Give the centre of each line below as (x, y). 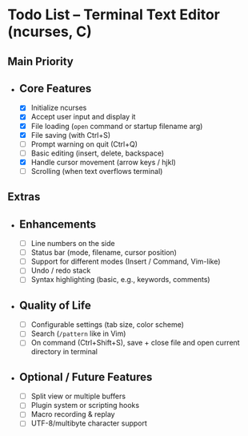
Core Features (55, 89)
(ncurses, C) (50, 32)
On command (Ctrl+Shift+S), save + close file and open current (136, 343)
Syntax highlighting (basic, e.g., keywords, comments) (120, 280)
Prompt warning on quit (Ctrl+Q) (84, 144)
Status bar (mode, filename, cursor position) (104, 252)
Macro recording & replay (73, 414)
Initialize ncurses (59, 108)
